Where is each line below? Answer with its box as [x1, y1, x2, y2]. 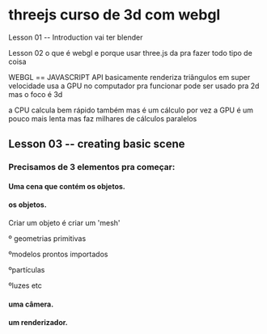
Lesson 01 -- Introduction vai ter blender [8, 32, 143, 42]
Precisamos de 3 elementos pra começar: [8, 162, 176, 173]
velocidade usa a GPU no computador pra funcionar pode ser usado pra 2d [8, 81, 260, 91]
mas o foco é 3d [8, 89, 63, 99]
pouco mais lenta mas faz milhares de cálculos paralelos [8, 113, 197, 123]
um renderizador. [8, 318, 69, 328]
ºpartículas [8, 265, 45, 275]
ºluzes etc [8, 281, 43, 290]
